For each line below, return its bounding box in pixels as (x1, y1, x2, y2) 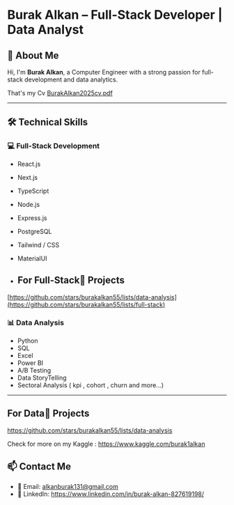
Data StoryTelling (17, 373, 68, 382)
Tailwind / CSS (17, 240, 60, 249)
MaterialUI (17, 254, 47, 263)
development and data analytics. (24, 75, 118, 84)
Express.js (17, 213, 47, 222)
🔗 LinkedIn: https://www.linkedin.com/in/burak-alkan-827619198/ (17, 490, 204, 498)
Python (17, 336, 38, 345)
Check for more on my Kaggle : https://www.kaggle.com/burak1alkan (7, 440, 205, 448)
